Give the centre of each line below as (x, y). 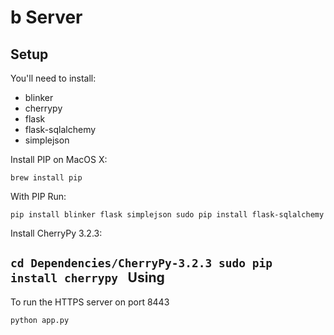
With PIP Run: (38, 196)
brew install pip (46, 178)
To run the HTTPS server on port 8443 (90, 302)
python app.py (40, 320)
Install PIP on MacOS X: (59, 159)
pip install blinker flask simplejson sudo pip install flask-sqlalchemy (167, 215)
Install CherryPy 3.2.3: (56, 233)
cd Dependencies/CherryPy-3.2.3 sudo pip (141, 263)
